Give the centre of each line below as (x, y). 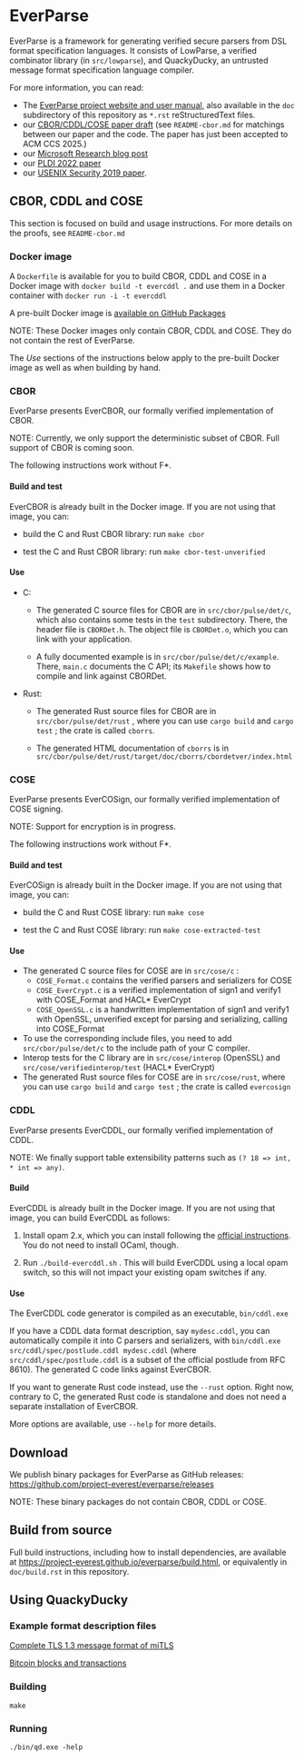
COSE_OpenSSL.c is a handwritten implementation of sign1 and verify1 (162, 1010)
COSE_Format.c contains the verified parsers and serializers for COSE (164, 980)
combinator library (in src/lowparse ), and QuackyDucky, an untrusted (139, 60)
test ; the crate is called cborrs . (96, 730)
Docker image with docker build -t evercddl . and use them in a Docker (147, 286)
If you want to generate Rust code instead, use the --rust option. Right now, (152, 1388)
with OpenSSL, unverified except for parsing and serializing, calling (162, 1020)
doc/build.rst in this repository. (69, 1571)
